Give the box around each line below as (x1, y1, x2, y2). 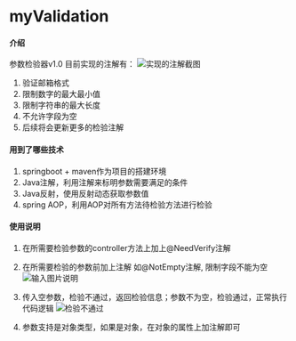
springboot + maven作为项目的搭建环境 (21, 166, 167, 176)
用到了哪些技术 (9, 144, 64, 155)
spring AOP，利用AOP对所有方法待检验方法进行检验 (21, 199, 213, 210)
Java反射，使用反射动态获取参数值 (21, 188, 149, 199)
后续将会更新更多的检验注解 (21, 122, 124, 133)
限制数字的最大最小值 (21, 89, 100, 100)
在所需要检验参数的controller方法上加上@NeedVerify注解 (21, 242, 231, 253)
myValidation (9, 6, 109, 27)
